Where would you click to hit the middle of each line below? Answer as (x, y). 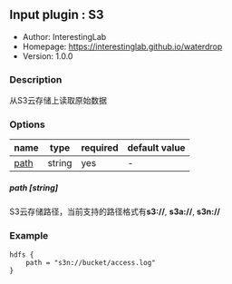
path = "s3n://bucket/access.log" (91, 262)
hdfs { (22, 255)
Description (36, 79)
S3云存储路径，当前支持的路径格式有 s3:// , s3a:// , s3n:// (115, 211)
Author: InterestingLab (64, 36)
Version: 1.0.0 (48, 56)
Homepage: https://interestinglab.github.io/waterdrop (122, 46)
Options (27, 124)
